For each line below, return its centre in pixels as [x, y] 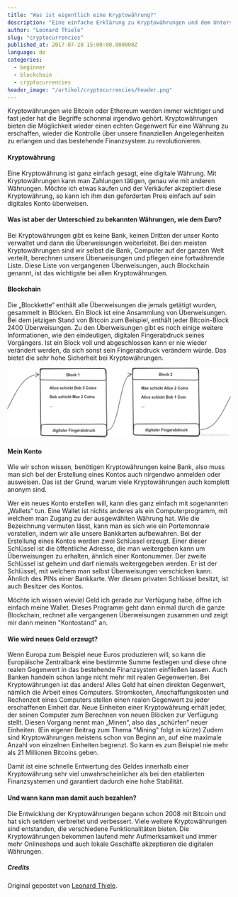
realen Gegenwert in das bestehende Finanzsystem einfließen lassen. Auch [118, 670]
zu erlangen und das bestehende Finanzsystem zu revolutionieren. [104, 141]
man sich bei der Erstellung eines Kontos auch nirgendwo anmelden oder [114, 475]
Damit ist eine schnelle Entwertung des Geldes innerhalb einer [98, 766]
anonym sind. [27, 490]
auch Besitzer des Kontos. [45, 586]
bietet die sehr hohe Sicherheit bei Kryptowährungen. [86, 358]
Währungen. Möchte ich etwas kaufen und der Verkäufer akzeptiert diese [114, 188]
